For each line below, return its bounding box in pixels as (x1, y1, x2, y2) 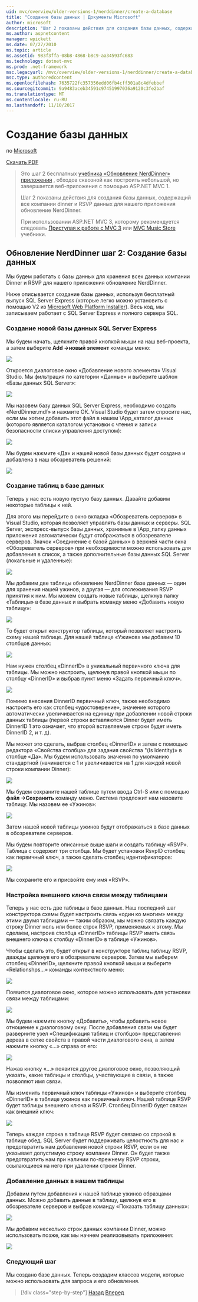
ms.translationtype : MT (6, 91, 65, 97)
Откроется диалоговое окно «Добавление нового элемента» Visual (6, 366, 177, 373)
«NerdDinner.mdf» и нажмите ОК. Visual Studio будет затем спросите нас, (6, 408, 192, 415)
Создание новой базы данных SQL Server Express (6, 324, 157, 333)
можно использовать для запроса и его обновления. (6, 1277, 140, 1284)
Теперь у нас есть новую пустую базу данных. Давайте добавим (6, 495, 170, 502)
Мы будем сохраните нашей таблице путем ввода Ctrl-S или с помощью (6, 788, 190, 795)
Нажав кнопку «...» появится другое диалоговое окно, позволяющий (6, 1065, 180, 1072)
